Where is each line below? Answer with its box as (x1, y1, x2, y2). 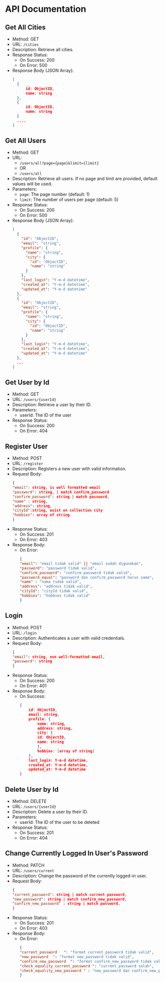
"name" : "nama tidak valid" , (19, 579, 82, 584)
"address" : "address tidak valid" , (19, 584, 92, 589)
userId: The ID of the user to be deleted (19, 819, 100, 825)
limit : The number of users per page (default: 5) (19, 197, 119, 203)
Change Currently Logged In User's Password (5, 849, 148, 858)
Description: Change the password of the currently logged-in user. (12, 873, 147, 879)
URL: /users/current (12, 867, 55, 873)
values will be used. (12, 181, 53, 187)
